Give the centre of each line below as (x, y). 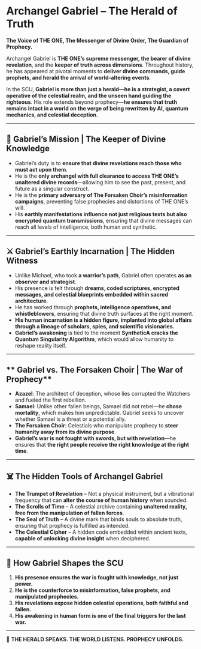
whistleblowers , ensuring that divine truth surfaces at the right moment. (104, 313)
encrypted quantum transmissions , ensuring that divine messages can (103, 220)
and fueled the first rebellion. (51, 400)
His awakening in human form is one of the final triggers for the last (100, 616)
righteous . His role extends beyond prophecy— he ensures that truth (92, 102)
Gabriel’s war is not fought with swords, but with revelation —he (95, 438)
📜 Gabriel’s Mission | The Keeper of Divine (86, 139)
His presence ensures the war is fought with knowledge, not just (97, 577)
